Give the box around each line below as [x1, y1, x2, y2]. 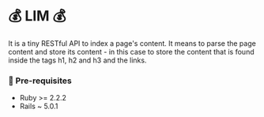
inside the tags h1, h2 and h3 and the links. [8, 55, 147, 65]
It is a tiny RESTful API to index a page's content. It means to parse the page [8, 38, 257, 48]
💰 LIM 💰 [8, 7, 66, 25]
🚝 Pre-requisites [8, 75, 73, 86]
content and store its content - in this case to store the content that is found [8, 47, 255, 56]
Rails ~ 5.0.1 [19, 101, 58, 111]
